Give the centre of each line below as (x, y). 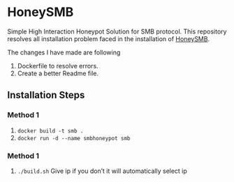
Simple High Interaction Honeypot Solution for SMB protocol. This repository (117, 31)
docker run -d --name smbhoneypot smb (74, 138)
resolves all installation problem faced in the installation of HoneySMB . (109, 38)
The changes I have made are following (64, 52)
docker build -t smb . (50, 131)
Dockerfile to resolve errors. (58, 66)
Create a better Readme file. (58, 73)
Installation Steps (46, 95)
